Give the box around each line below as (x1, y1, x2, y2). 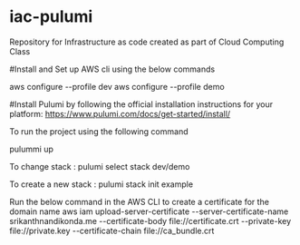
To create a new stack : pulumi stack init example (9, 179, 193, 190)
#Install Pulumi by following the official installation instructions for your (9, 98, 274, 110)
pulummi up (9, 143, 54, 154)
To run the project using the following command (9, 125, 189, 137)
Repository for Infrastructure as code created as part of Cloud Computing (9, 36, 285, 47)
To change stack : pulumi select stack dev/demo (9, 161, 190, 171)
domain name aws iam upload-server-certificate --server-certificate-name (9, 206, 289, 217)
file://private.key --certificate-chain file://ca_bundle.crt (9, 225, 215, 236)
